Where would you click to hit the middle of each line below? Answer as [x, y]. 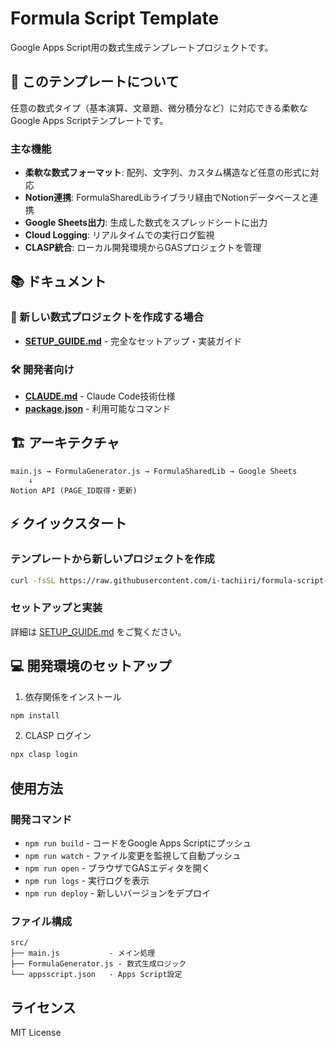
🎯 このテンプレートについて [95, 82]
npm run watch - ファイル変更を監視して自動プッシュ [133, 855]
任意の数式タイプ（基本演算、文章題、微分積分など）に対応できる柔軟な [159, 108]
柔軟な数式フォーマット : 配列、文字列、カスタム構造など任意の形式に [167, 173]
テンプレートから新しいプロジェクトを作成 [112, 559]
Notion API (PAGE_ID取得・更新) [74, 490]
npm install [35, 715]
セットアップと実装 [56, 608]
